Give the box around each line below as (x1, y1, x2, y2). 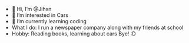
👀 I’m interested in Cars (11, 12, 69, 19)
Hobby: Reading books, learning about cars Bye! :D (11, 30, 137, 37)
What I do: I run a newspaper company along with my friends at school (11, 24, 184, 31)
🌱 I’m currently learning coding (11, 18, 87, 24)
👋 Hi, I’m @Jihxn (11, 6, 52, 12)
